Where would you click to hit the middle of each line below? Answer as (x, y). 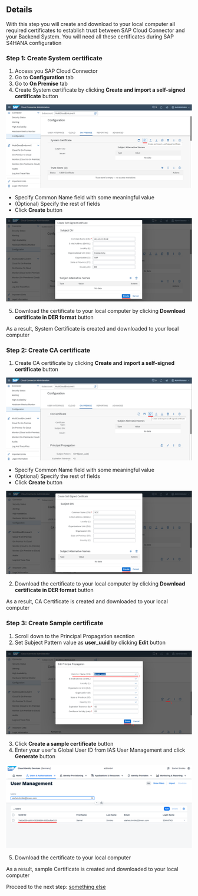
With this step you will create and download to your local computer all (91, 24)
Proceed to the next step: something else (56, 887)
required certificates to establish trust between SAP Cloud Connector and (95, 30)
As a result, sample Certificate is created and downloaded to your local (92, 869)
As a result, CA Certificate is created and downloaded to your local (87, 601)
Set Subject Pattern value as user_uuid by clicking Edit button (90, 642)
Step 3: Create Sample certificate (55, 623)
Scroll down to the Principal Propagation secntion (75, 636)
